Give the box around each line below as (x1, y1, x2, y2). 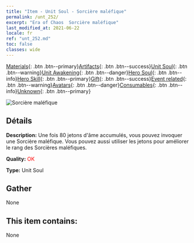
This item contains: (6, 216, 78, 226)
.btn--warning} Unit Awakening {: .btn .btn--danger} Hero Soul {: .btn (6, 69, 167, 76)
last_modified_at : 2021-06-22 (6, 25, 80, 31)
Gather (6, 183, 32, 193)
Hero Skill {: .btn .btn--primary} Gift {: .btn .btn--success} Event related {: (17, 75, 187, 82)
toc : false (6, 42, 33, 47)
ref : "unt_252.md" (6, 36, 51, 42)
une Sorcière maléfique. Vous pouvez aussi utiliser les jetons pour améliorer (6, 138, 189, 145)
